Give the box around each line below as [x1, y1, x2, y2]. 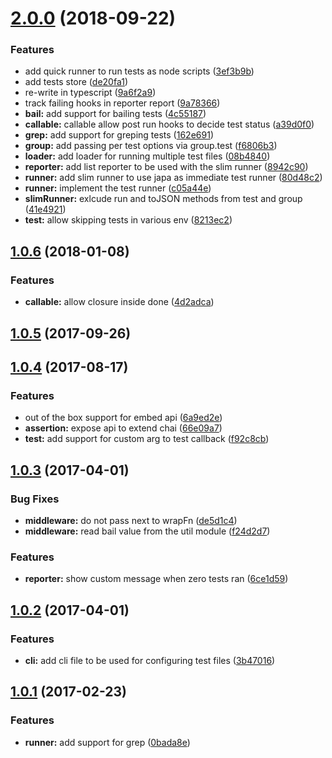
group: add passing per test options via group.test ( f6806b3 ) [24, 140, 278, 152]
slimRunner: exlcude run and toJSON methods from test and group [24, 193, 303, 205]
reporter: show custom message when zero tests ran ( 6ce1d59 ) [24, 573, 289, 585]
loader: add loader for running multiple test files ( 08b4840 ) [24, 150, 271, 162]
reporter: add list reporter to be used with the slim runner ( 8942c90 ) [24, 161, 309, 173]
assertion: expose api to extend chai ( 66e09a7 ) [24, 422, 223, 434]
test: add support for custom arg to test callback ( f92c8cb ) [24, 433, 270, 445]
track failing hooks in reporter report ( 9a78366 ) [24, 97, 221, 109]
